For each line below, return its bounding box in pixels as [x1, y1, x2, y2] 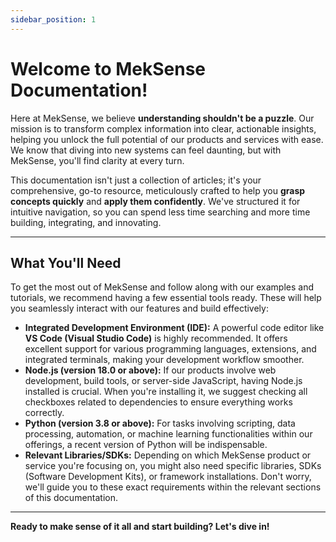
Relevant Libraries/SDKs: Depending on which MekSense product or [24, 449, 312, 461]
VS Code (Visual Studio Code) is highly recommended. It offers [24, 332, 288, 345]
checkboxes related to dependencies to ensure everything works [24, 396, 293, 408]
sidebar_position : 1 [10, 14, 97, 25]
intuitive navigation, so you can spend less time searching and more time [10, 206, 311, 218]
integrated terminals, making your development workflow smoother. [24, 354, 305, 366]
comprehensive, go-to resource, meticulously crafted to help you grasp [10, 184, 306, 196]
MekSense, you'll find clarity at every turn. [10, 154, 185, 166]
